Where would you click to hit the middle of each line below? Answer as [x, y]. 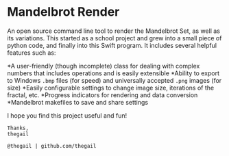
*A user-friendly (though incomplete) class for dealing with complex [104, 66]
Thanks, [18, 128]
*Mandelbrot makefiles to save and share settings [78, 102]
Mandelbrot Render [63, 12]
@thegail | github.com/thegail [52, 146]
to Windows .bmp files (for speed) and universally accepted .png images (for [114, 80]
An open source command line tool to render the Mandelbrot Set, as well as [114, 31]
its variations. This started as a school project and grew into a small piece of [114, 38]
